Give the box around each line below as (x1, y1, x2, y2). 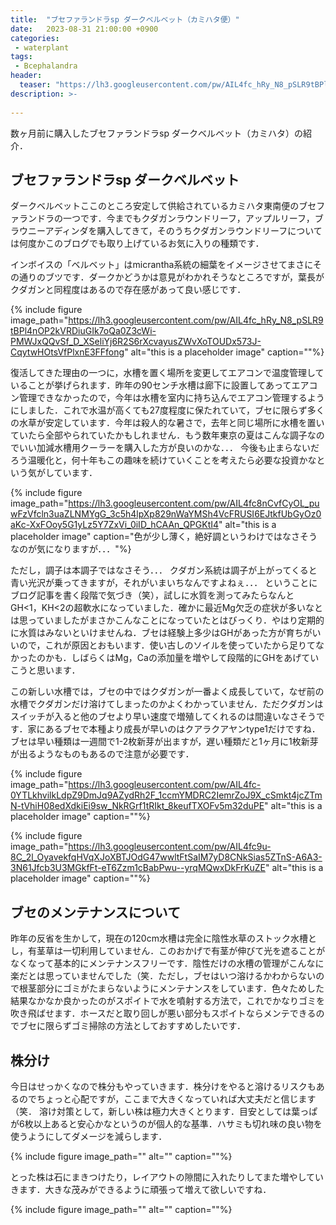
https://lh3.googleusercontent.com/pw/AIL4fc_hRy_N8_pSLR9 (68, 314, 324, 326)
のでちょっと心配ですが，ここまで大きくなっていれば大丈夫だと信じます (18, 1092, 317, 1105)
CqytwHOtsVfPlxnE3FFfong (10, 346, 125, 358)
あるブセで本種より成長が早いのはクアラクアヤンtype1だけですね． (44, 723, 321, 735)
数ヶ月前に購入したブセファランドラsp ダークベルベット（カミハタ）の (10, 127, 303, 139)
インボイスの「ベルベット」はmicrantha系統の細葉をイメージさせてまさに (10, 259, 314, 271)
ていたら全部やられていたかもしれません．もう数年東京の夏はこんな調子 (10, 429, 308, 441)
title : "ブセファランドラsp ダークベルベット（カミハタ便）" (10, 14, 240, 25)
